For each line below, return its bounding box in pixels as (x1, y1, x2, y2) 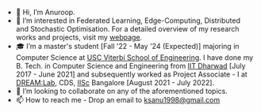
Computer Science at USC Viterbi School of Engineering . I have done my (15, 53, 254, 62)
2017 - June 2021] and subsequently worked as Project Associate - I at (15, 69, 248, 79)
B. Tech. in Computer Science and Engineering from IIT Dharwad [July (15, 62, 246, 70)
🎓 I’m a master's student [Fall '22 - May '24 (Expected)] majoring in (15, 42, 240, 50)
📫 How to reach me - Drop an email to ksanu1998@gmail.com (15, 95, 221, 104)
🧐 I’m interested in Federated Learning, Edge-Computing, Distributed (15, 16, 240, 25)
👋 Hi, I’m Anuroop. (15, 8, 75, 17)
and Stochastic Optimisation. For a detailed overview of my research (15, 24, 240, 33)
